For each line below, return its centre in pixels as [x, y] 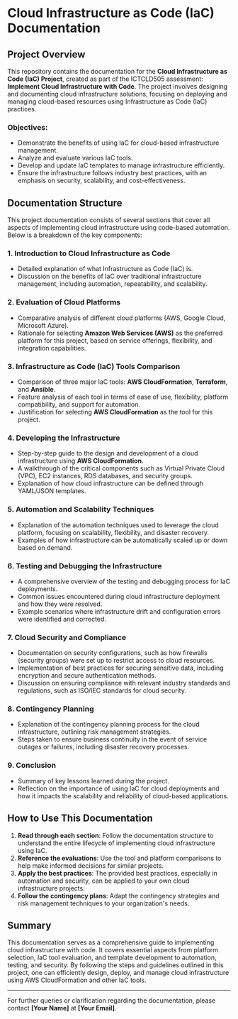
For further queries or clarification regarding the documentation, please [112, 1001]
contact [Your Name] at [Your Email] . [62, 1008]
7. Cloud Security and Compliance [67, 637]
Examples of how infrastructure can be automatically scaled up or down [123, 540]
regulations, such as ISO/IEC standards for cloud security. [102, 690]
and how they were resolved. [60, 604]
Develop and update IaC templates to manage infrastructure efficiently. [121, 165]
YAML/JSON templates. [52, 491]
